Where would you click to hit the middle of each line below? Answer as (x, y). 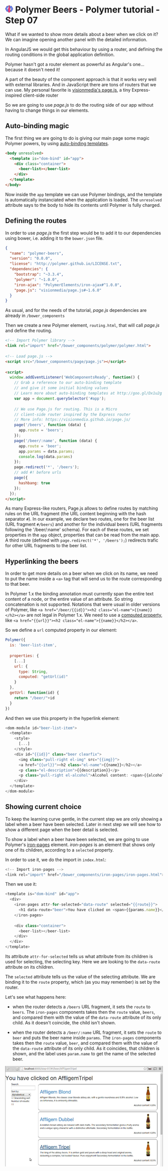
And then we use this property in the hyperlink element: (62, 718)
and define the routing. (29, 331)
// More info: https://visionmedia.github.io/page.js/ (72, 420)
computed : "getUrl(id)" (43, 677)
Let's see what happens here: (36, 997)
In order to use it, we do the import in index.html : (56, 860)
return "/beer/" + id (34, 698)
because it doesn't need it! (33, 70)
